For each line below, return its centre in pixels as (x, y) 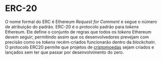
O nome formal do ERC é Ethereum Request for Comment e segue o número (81, 22)
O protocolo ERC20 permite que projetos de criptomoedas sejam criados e (80, 47)
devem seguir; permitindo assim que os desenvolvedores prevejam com (77, 37)
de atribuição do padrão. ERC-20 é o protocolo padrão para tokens (72, 26)
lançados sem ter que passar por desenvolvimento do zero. (65, 52)
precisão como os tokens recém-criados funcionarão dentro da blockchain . (81, 42)
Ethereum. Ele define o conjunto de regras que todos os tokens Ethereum (78, 32)
